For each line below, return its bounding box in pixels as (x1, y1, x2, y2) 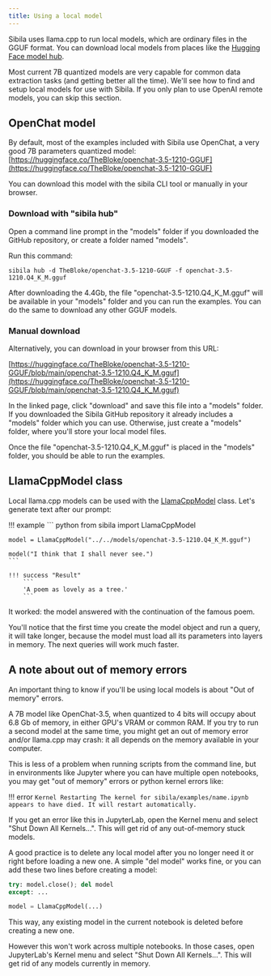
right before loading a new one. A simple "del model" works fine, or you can (8, 856, 261, 866)
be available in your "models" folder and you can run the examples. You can (8, 296, 261, 306)
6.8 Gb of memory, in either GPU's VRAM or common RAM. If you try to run (8, 718, 259, 727)
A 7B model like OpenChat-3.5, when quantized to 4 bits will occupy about (8, 709, 256, 718)
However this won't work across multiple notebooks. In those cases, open (8, 941, 255, 952)
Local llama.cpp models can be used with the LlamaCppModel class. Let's (8, 496, 256, 505)
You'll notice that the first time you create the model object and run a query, (8, 622, 260, 632)
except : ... (8, 888, 49, 896)
